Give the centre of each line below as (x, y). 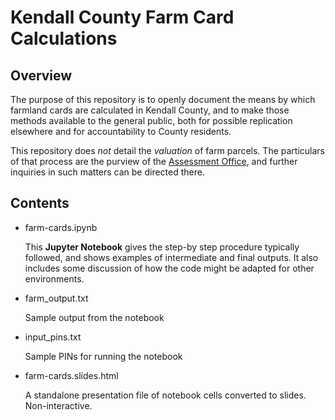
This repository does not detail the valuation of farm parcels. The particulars (167, 150)
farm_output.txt (56, 298)
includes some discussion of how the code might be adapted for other (169, 268)
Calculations (64, 38)
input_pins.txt (53, 337)
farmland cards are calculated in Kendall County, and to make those (150, 110)
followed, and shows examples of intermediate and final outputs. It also (171, 257)
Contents (40, 203)
